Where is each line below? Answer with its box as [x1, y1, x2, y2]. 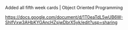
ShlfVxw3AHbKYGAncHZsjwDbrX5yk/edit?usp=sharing [5, 20, 118, 25]
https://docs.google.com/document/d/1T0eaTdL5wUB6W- [5, 14, 123, 20]
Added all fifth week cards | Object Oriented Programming [5, 5, 123, 10]
